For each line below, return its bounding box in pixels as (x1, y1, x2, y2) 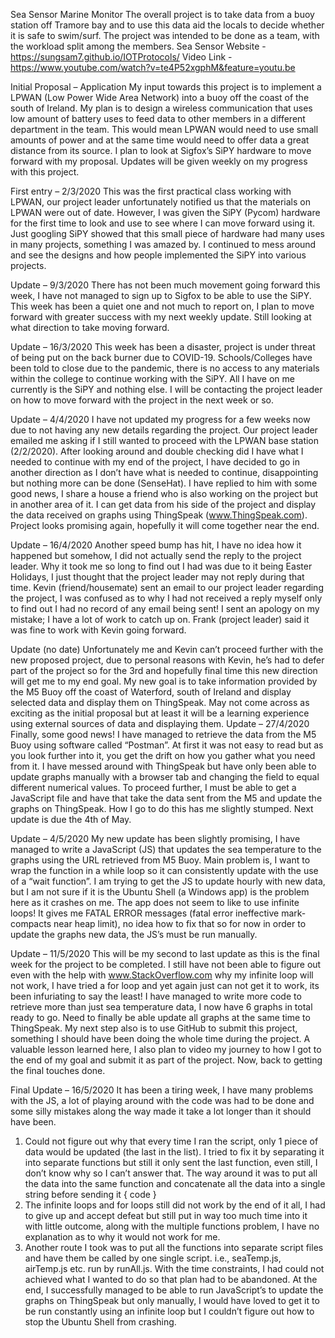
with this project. (10, 166, 80, 178)
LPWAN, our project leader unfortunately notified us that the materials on (10, 196, 312, 208)
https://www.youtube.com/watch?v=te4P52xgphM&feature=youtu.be (10, 62, 296, 73)
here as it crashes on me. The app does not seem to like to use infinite (10, 897, 300, 908)
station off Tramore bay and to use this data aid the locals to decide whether (10, 19, 325, 31)
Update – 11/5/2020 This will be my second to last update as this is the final (10, 948, 320, 959)
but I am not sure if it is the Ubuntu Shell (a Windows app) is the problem (10, 886, 310, 898)
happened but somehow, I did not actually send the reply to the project (10, 550, 302, 561)
